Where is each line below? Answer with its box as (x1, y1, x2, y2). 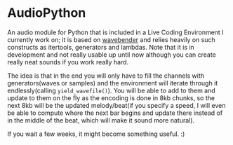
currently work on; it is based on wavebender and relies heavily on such (7, 35, 215, 43)
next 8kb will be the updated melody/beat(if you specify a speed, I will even (7, 101, 226, 109)
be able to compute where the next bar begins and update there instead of (7, 109, 223, 117)
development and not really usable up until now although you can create (7, 50, 216, 59)
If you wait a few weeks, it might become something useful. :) (7, 130, 185, 138)
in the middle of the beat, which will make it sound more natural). (7, 116, 195, 124)
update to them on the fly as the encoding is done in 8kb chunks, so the (7, 93, 215, 102)
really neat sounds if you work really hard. (7, 57, 129, 66)
